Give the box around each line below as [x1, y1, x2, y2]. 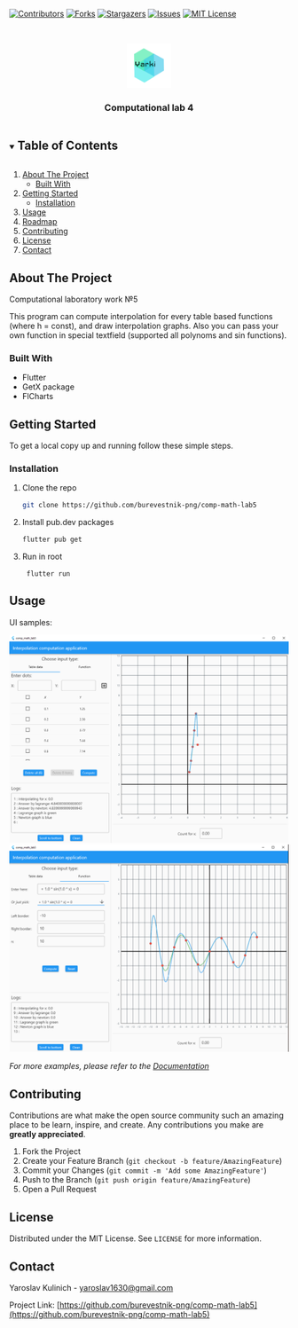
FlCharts [21, 391, 54, 402]
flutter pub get [21, 535, 82, 545]
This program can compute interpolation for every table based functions [9, 310, 273, 321]
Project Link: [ [9, 1300, 60, 1310]
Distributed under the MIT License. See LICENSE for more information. [9, 1233, 262, 1244]
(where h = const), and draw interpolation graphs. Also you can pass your [9, 320, 279, 331]
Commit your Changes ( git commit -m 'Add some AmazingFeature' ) [21, 1165, 268, 1175]
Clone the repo [21, 483, 77, 493]
